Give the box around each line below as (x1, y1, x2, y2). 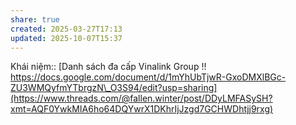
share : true (10, 14, 60, 25)
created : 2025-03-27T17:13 (10, 24, 123, 34)
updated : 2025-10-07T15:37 (10, 33, 123, 43)
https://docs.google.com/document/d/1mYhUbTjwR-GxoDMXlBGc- (10, 71, 287, 83)
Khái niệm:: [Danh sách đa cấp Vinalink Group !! (10, 61, 207, 73)
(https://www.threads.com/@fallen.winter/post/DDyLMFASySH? (10, 92, 273, 105)
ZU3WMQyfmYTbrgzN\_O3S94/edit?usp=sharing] (10, 82, 218, 94)
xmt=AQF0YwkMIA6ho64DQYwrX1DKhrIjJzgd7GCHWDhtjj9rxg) (10, 103, 274, 115)
